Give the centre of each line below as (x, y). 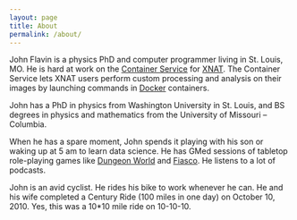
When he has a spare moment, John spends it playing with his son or (136, 142)
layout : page (34, 17)
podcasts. (28, 170)
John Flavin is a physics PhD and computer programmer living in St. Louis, (146, 60)
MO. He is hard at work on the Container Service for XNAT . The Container (145, 69)
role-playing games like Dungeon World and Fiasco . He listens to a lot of (142, 161)
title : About (34, 26)
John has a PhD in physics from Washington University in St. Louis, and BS (147, 106)
